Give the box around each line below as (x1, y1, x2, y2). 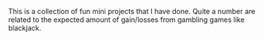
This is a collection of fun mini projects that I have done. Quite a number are (8, 7, 256, 16)
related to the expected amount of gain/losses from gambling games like (8, 15, 246, 24)
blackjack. (8, 24, 42, 32)
